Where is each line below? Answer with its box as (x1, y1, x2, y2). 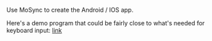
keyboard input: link (6, 27, 62, 34)
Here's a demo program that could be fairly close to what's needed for (6, 19, 205, 27)
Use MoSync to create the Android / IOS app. (6, 6, 134, 14)
